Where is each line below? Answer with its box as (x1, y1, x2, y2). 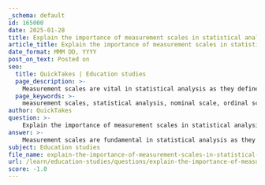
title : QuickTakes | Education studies (15, 70, 147, 78)
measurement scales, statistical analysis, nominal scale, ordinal (22, 99, 248, 107)
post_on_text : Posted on (8, 56, 90, 64)
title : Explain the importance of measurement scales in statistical (8, 33, 242, 42)
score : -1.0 (8, 165, 47, 173)
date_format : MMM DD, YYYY (8, 48, 97, 56)
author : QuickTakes (8, 107, 73, 115)
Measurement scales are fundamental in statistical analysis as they (22, 135, 256, 144)
